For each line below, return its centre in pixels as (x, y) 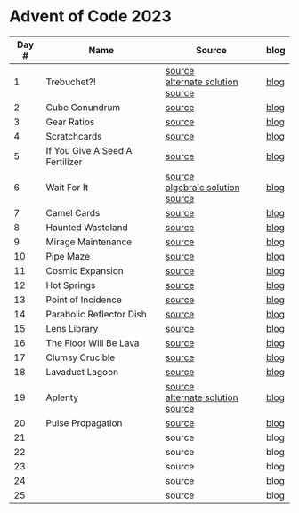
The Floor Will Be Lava (93, 342)
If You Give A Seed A (89, 150)
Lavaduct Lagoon (82, 372)
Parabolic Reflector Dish (96, 314)
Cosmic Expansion (85, 270)
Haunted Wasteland (87, 227)
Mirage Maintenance (89, 242)
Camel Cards (73, 212)
